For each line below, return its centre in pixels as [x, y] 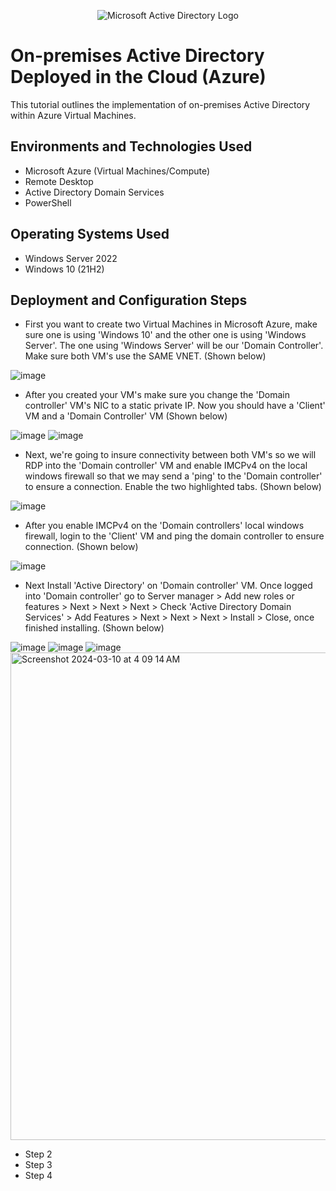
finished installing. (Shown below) [94, 628]
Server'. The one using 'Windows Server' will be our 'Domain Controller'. [174, 346]
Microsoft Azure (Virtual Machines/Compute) [117, 171]
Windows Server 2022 [71, 258]
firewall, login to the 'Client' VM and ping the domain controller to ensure [174, 536]
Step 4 [38, 1176]
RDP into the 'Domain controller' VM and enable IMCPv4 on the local [166, 466]
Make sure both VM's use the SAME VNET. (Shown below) [145, 356]
